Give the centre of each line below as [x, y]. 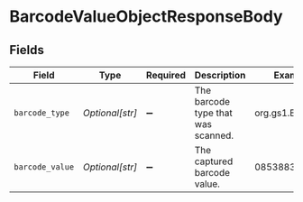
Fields [27, 50]
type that [213, 113]
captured [214, 161]
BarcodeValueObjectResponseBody [146, 17]
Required [166, 75]
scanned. [214, 135]
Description [220, 75]
